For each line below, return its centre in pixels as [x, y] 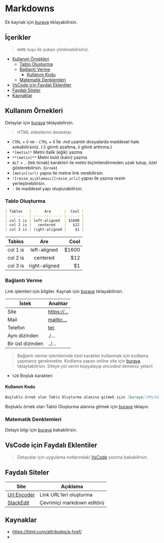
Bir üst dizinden [25, 343]
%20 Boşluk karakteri [32, 375]
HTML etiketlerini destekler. [45, 132]
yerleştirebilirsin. [29, 183]
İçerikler [18, 38]
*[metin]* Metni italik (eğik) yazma [47, 152]
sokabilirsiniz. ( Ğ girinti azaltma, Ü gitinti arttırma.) [62, 147]
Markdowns [30, 9]
